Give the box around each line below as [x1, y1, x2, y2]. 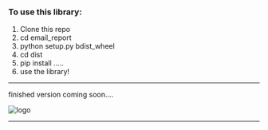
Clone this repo [19, 25, 70, 34]
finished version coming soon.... [8, 90, 114, 100]
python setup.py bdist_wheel [19, 41, 116, 51]
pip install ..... [19, 58, 64, 68]
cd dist [19, 50, 43, 60]
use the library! [19, 67, 70, 77]
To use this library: [8, 6, 82, 18]
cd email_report [19, 33, 72, 42]
